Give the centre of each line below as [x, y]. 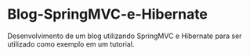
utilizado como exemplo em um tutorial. [71, 44]
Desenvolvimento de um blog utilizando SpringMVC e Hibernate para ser [125, 36]
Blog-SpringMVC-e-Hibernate [108, 14]
